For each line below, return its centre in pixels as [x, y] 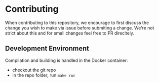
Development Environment [47, 48]
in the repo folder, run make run [44, 75]
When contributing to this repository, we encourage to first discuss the [77, 23]
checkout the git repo [34, 70]
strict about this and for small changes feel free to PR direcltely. [70, 33]
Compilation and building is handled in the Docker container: [67, 60]
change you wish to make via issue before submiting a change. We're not [79, 28]
